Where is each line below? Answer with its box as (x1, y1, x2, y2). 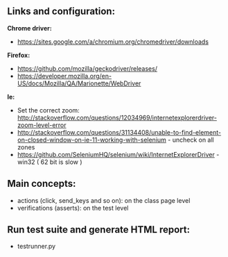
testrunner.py (17, 242, 56, 251)
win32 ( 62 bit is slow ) (17, 158, 82, 166)
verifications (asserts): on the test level (17, 204, 129, 212)
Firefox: (7, 51, 30, 59)
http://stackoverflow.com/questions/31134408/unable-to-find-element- (17, 128, 222, 136)
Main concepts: (7, 178, 76, 190)
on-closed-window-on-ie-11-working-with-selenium (17, 135, 166, 144)
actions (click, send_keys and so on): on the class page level (17, 196, 191, 204)
